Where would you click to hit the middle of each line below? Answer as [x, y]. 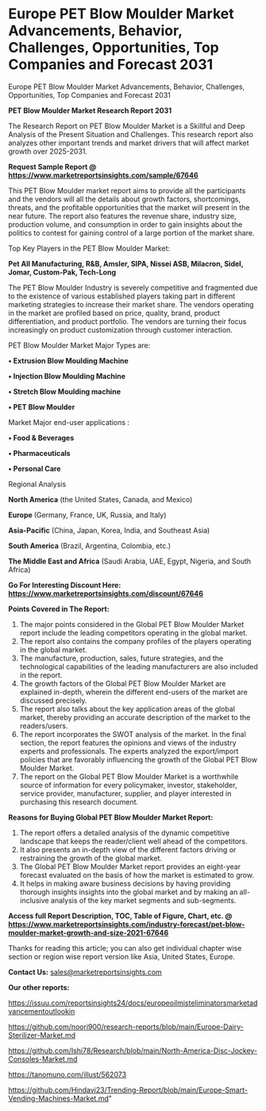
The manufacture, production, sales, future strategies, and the [121, 658]
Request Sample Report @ [52, 166]
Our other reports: [39, 987]
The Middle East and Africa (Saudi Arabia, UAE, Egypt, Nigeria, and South [130, 561]
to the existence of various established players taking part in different [122, 296]
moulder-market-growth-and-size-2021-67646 [89, 933]
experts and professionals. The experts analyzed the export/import [129, 751]
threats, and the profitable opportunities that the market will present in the [129, 207]
